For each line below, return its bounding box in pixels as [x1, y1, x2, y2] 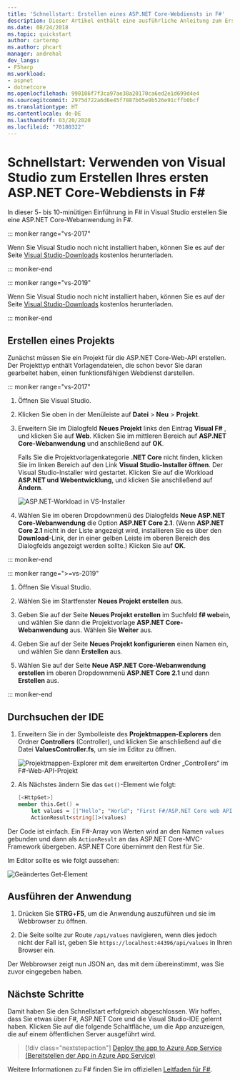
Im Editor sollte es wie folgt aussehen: [7, 856, 119, 864]
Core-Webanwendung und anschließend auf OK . [17, 439, 164, 448]
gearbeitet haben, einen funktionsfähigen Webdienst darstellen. [7, 369, 195, 377]
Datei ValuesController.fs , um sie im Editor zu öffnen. [17, 745, 176, 754]
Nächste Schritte [7, 988, 84, 1000]
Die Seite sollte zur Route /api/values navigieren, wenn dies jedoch [17, 931, 217, 939]
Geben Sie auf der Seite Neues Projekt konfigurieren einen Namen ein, [17, 640, 229, 649]
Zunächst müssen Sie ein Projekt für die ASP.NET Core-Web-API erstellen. [7, 354, 226, 362]
